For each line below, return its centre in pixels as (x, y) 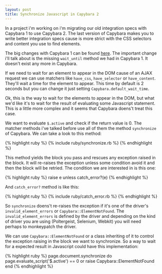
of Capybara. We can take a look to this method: (54, 133)
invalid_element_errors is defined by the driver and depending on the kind (80, 216)
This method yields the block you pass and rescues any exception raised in (80, 157)
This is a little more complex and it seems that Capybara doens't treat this (79, 108)
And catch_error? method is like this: (42, 187)
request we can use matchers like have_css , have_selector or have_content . (81, 78)
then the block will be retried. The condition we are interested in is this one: (81, 168)
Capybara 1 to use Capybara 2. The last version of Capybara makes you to (80, 33)
